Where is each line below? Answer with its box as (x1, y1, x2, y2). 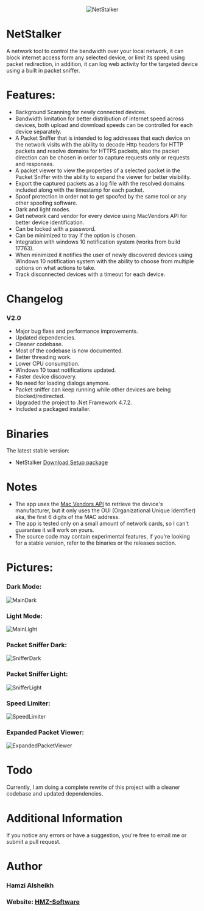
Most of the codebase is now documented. (15, 347, 124, 354)
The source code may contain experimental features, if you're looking (15, 533, 191, 540)
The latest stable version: (6, 447, 70, 454)
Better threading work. (15, 354, 72, 361)
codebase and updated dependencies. (6, 790, 104, 797)
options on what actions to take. (15, 264, 96, 271)
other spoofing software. (15, 199, 78, 206)
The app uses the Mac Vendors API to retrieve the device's (15, 501, 163, 508)
